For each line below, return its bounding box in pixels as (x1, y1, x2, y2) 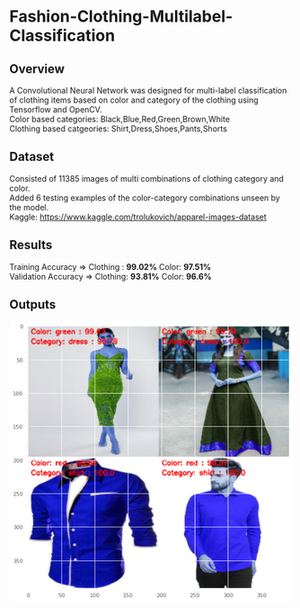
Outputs (9, 297, 57, 312)
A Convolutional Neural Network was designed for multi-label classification (9, 85, 287, 95)
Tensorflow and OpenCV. (9, 104, 102, 114)
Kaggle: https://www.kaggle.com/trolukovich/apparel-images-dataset (9, 211, 267, 222)
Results (9, 237, 53, 253)
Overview (9, 61, 66, 76)
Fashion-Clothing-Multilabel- (9, 6, 234, 27)
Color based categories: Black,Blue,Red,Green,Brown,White (9, 114, 231, 124)
